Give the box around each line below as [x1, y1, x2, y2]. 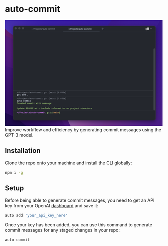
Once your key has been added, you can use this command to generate [5, 222, 152, 228]
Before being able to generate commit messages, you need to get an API [5, 197, 155, 203]
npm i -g [5, 170, 23, 175]
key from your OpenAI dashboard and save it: [5, 202, 99, 208]
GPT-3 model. [5, 132, 34, 138]
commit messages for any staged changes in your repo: [5, 227, 120, 233]
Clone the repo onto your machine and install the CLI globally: [5, 160, 132, 166]
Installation [5, 146, 41, 155]
